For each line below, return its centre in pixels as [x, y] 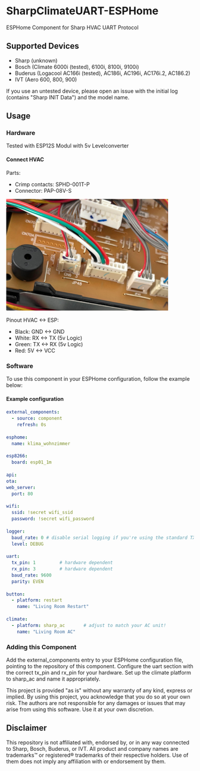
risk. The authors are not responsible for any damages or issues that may [96, 703]
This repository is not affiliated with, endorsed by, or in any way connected [98, 742]
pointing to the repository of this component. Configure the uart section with [100, 666]
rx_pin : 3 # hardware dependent [62, 569]
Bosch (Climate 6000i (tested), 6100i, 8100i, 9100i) [77, 67]
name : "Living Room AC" [46, 632]
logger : [16, 531]
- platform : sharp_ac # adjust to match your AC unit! [89, 625]
